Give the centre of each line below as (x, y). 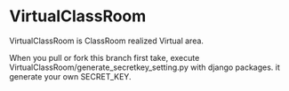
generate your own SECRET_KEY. (70, 76)
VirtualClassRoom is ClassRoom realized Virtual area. (107, 41)
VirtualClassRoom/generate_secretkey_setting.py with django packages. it (144, 67)
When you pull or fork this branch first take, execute (104, 57)
